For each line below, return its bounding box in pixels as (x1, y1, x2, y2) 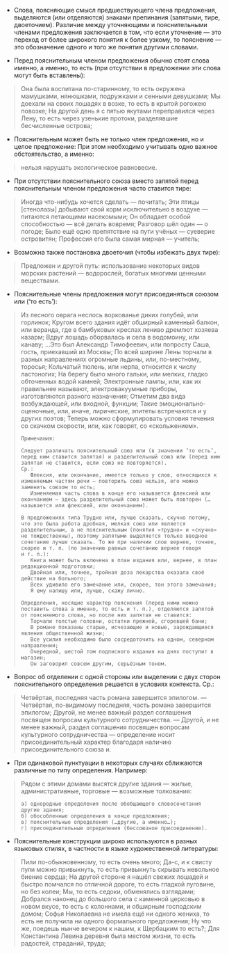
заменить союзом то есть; (20, 484, 96, 491)
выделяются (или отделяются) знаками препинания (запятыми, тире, (13, 13, 221, 22)
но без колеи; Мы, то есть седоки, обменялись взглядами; (20, 887, 196, 896)
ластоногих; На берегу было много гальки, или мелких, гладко (20, 370, 208, 378)
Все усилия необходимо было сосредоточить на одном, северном (30, 636, 214, 643)
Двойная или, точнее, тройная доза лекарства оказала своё (30, 569, 205, 576)
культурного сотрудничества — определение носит (20, 731, 176, 738)
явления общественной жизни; (20, 630, 105, 637)
